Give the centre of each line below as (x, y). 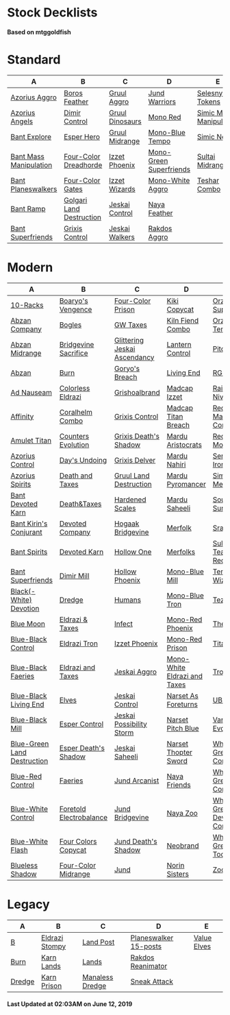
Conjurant (26, 532)
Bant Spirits (29, 552)
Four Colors (78, 841)
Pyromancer (187, 484)
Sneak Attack (152, 981)
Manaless (98, 977)
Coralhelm (76, 412)
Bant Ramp (28, 208)
